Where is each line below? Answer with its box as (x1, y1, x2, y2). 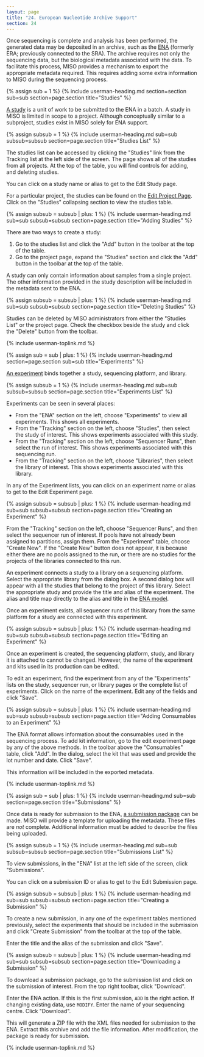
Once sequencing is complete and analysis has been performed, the (6, 37, 178, 45)
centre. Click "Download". (6, 1008, 71, 1015)
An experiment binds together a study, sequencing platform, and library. (6, 370, 187, 377)
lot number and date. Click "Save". (6, 757, 93, 764)
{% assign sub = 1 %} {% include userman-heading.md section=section (6, 88, 187, 95)
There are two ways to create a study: (6, 229, 102, 236)
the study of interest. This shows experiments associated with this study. (15, 431, 199, 439)
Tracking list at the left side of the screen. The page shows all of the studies (6, 156, 197, 163)
